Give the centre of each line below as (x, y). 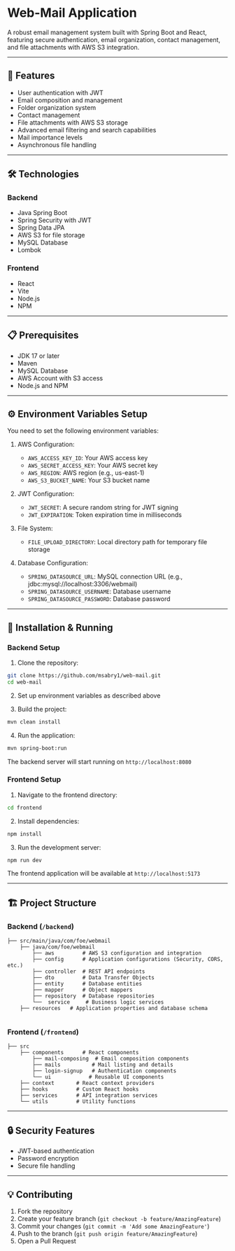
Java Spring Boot (42, 213)
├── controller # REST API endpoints (89, 972)
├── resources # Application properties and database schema (114, 1009)
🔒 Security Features (51, 1130)
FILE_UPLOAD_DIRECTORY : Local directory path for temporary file (117, 542)
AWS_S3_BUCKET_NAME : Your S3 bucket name (89, 481)
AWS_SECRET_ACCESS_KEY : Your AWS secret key (93, 465)
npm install (24, 834)
